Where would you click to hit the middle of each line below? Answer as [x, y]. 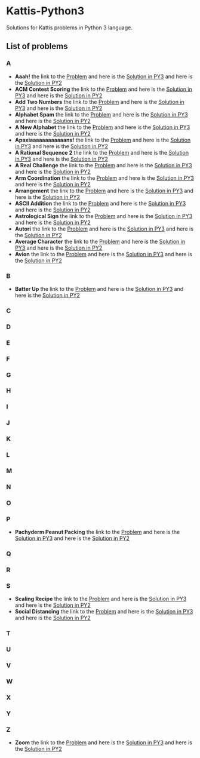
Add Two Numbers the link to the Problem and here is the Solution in [100, 102]
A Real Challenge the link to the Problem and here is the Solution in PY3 [103, 165]
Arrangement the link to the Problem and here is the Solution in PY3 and [104, 191]
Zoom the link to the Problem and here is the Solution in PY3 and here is [104, 742]
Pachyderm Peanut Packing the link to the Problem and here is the [97, 532]
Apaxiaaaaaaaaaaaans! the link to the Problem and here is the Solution [103, 140]
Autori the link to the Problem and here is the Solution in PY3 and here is [104, 229]
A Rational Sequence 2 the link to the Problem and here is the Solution [102, 152]
